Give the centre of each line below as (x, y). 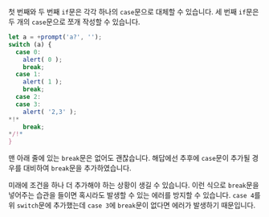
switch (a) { (30, 44)
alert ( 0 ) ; (43, 59)
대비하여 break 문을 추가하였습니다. (77, 168)
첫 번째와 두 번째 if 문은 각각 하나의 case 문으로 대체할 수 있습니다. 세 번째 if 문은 (134, 12)
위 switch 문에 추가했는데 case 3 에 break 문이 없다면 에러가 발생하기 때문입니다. (132, 205)
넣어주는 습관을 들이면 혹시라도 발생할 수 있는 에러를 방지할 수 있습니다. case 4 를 (134, 195)
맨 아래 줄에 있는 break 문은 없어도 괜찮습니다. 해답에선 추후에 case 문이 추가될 (129, 158)
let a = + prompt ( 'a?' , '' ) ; (55, 37)
